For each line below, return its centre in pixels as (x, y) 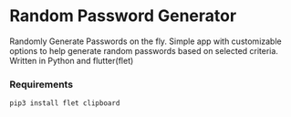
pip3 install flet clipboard (65, 103)
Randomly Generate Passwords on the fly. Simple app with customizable (145, 41)
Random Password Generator (123, 16)
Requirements (42, 84)
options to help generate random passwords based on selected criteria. (144, 50)
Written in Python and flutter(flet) (72, 60)
